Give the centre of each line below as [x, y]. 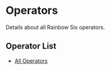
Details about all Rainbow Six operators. [55, 27]
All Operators [31, 60]
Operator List [31, 46]
